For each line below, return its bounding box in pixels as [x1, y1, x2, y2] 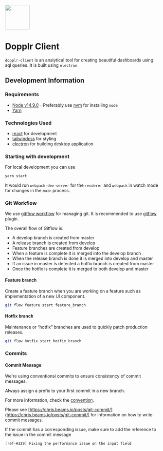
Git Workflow [5, 200, 37, 207]
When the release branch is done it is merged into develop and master [12, 255, 153, 261]
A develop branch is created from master [12, 235, 95, 241]
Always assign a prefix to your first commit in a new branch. [5, 388, 125, 393]
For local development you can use [5, 164, 75, 170]
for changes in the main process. [5, 188, 70, 194]
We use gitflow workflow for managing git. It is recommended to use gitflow [5, 211, 157, 216]
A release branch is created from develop [12, 240, 96, 246]
